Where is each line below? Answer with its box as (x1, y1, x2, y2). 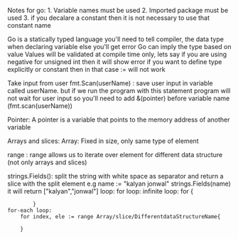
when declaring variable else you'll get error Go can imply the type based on (7, 43, 232, 51)
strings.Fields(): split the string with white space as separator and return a (7, 172, 224, 180)
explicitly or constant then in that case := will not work (7, 65, 166, 73)
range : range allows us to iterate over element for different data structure (7, 151, 223, 159)
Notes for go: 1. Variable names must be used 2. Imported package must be (7, 6, 229, 14)
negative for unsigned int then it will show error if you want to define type (7, 58, 222, 66)
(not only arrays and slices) (7, 158, 87, 166)
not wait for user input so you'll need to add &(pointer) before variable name (7, 94, 230, 102)
